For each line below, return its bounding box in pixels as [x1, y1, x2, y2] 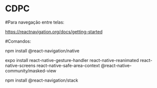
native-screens [5, 62, 36, 68]
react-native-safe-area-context [36, 62, 100, 68]
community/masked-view [5, 67, 56, 74]
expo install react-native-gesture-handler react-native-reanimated [5, 57, 139, 63]
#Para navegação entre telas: [5, 19, 65, 25]
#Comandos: [5, 38, 31, 44]
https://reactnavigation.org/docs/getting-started [5, 29, 103, 34]
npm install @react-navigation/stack [5, 77, 78, 83]
